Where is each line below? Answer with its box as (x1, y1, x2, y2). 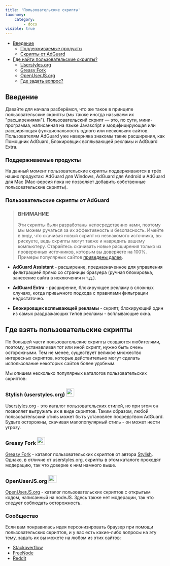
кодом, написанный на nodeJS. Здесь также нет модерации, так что (5, 494, 154, 501)
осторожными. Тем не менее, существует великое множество (5, 349, 142, 356)
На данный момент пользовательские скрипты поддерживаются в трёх (5, 168, 161, 174)
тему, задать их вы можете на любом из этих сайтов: (5, 535, 121, 541)
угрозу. (5, 424, 21, 430)
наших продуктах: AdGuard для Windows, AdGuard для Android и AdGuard (5, 173, 165, 180)
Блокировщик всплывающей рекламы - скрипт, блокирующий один (12, 305, 163, 311)
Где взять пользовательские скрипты (5, 325, 132, 334)
